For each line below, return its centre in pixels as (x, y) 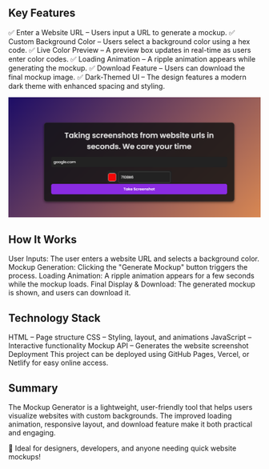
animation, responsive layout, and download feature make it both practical (130, 424)
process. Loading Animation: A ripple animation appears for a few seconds (131, 276)
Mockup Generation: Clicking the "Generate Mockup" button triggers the (128, 267)
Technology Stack (54, 318)
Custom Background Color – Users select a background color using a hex (129, 41)
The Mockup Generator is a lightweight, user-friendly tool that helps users (130, 407)
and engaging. (32, 432)
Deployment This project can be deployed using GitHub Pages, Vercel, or (129, 355)
